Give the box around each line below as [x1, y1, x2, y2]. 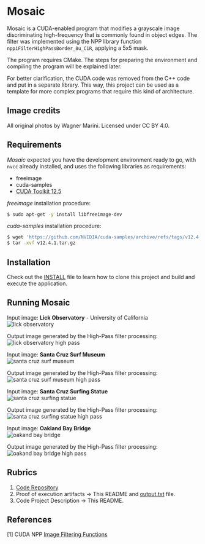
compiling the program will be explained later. [7, 63, 122, 70]
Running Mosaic [7, 298, 70, 308]
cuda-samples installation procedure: [7, 223, 102, 230]
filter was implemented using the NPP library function [7, 37, 142, 45]
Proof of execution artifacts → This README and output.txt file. [15, 490, 176, 497]
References [7, 514, 52, 525]
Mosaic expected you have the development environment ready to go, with [7, 156, 196, 164]
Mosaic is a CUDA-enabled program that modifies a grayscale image [7, 25, 180, 32]
